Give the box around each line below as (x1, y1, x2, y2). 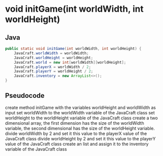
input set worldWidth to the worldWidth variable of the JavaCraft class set (5, 110, 155, 115)
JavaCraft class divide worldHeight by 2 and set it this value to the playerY (5, 135, 156, 141)
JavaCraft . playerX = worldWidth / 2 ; (14, 65, 91, 69)
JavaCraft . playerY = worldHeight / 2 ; (14, 69, 93, 74)
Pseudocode (5, 91, 45, 100)
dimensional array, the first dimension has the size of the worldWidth (5, 120, 144, 126)
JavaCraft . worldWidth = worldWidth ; (14, 50, 89, 56)
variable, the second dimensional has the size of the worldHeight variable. (5, 125, 155, 131)
